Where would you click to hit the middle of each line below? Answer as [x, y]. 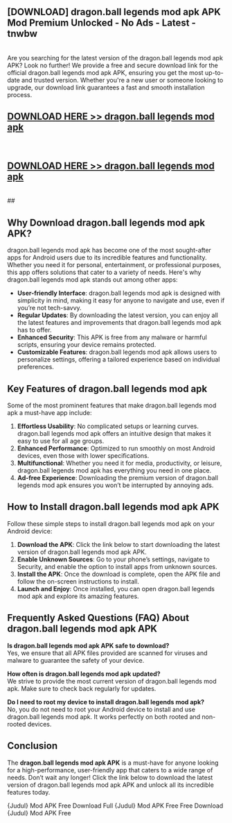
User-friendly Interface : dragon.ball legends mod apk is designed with [119, 293]
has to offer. [34, 330]
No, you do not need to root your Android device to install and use [101, 709]
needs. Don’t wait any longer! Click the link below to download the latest [110, 777]
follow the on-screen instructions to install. [78, 581]
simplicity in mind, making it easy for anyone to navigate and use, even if [121, 300]
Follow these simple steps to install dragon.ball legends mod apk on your [111, 523]
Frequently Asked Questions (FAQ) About [98, 618]
